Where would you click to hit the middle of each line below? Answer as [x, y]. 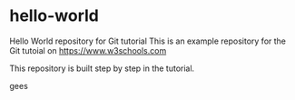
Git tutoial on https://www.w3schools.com [88, 50]
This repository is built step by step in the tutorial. [102, 68]
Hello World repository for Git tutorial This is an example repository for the [148, 41]
